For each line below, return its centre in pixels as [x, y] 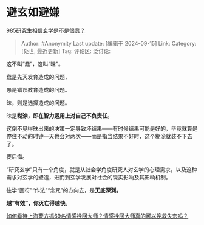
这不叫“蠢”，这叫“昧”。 [35, 64]
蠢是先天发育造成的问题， [38, 77]
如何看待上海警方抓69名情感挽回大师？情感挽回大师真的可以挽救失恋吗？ [97, 216]
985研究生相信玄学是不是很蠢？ [46, 30]
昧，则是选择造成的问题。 [38, 102]
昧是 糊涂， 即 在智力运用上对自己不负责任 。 [59, 116]
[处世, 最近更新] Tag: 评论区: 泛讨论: [66, 51]
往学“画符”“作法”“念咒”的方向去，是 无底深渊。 [64, 190]
